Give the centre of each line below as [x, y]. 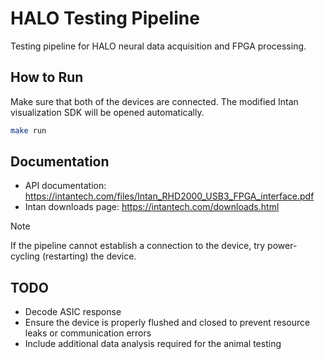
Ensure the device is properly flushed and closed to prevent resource [167, 323]
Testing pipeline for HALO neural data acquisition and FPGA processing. [158, 46]
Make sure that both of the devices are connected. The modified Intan [154, 101]
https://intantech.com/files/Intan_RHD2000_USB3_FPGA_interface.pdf [169, 196]
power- [282, 246]
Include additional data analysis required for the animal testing [153, 344]
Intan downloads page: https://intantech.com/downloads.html [152, 207]
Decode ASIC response [73, 312]
